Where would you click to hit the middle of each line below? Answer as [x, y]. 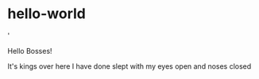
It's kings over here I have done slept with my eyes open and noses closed [129, 66]
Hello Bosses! [30, 51]
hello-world [47, 14]
